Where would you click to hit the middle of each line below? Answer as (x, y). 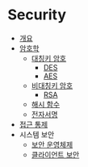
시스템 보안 (37, 134)
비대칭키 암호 (52, 86)
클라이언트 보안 (55, 154)
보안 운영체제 (52, 144)
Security (37, 15)
